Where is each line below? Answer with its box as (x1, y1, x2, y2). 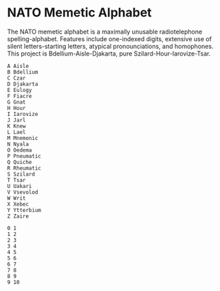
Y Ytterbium (7, 207, 41, 213)
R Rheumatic (7, 165, 41, 172)
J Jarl (7, 117, 26, 124)
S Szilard (7, 170, 36, 178)
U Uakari (7, 183, 32, 189)
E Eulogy (7, 86, 32, 93)
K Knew (7, 122, 26, 130)
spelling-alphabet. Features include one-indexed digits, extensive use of (7, 34, 212, 43)
